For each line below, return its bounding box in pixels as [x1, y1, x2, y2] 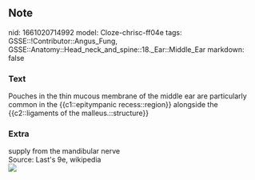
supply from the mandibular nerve [8, 146, 121, 156]
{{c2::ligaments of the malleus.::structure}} [8, 108, 149, 118]
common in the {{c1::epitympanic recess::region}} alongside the [8, 100, 218, 110]
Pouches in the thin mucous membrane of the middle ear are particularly [8, 91, 248, 101]
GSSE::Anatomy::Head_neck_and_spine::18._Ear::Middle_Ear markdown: [8, 44, 245, 54]
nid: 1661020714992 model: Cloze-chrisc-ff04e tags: [8, 27, 182, 37]
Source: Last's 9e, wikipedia [8, 155, 102, 165]
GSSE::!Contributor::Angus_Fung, [8, 36, 118, 46]
